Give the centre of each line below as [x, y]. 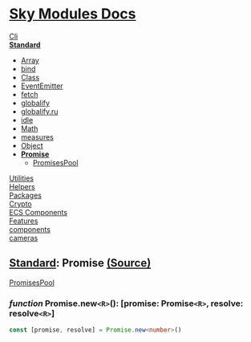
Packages [26, 195]
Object [32, 145]
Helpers [22, 186]
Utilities [22, 178]
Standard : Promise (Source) [80, 263]
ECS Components [38, 212]
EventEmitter [42, 86]
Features [24, 221]
